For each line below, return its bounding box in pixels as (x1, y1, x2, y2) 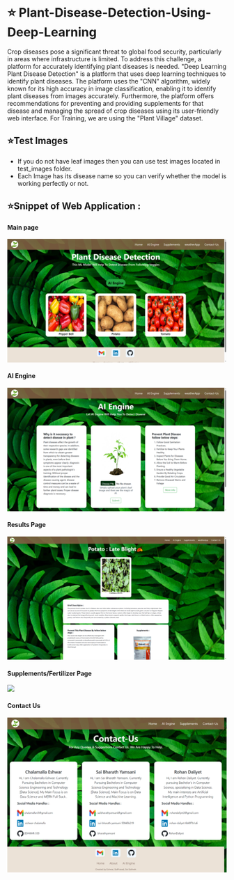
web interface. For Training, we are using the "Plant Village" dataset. (7, 113, 203, 122)
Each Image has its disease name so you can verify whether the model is (17, 171, 227, 180)
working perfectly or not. (17, 179, 89, 187)
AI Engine (7, 372, 36, 380)
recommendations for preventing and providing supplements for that (7, 99, 204, 107)
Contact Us (7, 702, 40, 710)
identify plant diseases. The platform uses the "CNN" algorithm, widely (7, 77, 211, 85)
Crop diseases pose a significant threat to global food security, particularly (7, 47, 221, 56)
